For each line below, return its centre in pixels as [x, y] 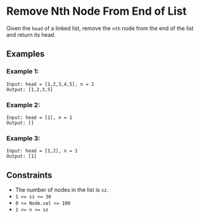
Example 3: [24, 138]
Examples [25, 54]
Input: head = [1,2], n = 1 [42, 151]
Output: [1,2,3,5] [30, 89]
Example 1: [23, 72]
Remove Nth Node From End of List [97, 11]
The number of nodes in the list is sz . [62, 190]
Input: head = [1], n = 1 [39, 118]
